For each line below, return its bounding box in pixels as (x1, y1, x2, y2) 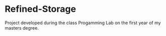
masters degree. (5, 25, 39, 31)
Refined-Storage (5, 3, 76, 15)
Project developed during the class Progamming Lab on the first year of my (5, 20, 161, 26)
